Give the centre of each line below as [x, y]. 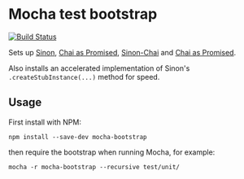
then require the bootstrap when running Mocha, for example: [112, 152]
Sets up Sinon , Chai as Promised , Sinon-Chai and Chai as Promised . [122, 52]
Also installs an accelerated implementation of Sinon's [99, 68]
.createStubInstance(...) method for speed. [84, 76]
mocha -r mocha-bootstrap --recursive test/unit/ [94, 167]
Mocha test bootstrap [83, 14]
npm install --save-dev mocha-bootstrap [78, 137]
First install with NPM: [45, 122]
